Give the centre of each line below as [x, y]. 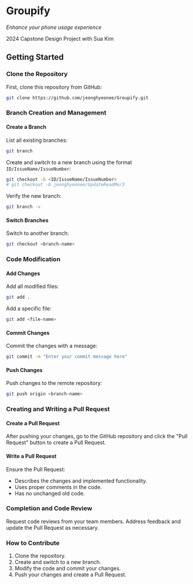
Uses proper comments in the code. [58, 487]
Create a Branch [26, 127]
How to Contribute [33, 543]
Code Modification [33, 259]
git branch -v [24, 207]
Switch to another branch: [38, 233]
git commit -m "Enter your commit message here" [67, 357]
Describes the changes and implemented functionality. [81, 481]
